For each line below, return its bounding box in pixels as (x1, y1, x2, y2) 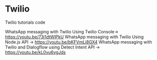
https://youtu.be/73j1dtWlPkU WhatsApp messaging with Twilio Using (5, 34, 144, 40)
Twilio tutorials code (5, 19, 46, 25)
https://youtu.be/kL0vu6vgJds (5, 49, 66, 55)
